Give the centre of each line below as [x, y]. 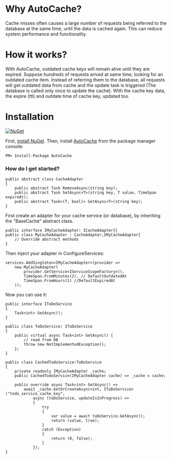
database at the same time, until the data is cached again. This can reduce [84, 28]
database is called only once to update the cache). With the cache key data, [85, 91]
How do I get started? [33, 169]
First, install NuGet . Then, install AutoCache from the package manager [81, 141]
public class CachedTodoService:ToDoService [53, 362]
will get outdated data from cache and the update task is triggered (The [81, 85]
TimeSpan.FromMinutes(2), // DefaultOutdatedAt [75, 276]
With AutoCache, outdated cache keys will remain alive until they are [78, 69]
